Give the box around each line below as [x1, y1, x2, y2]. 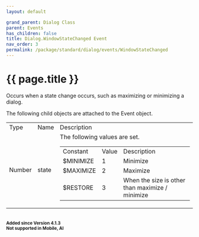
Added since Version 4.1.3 [6, 220, 61, 226]
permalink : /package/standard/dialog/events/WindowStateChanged [6, 47, 168, 53]
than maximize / [123, 183, 168, 191]
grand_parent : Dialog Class [6, 19, 76, 25]
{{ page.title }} [6, 72, 79, 86]
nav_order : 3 [6, 41, 38, 47]
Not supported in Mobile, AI [6, 225, 64, 231]
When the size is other [123, 176, 185, 184]
